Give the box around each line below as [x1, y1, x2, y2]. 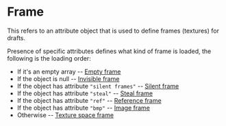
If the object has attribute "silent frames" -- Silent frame [16, 82, 179, 90]
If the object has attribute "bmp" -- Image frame [16, 104, 151, 112]
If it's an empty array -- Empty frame [16, 67, 121, 76]
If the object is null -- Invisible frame [16, 74, 120, 82]
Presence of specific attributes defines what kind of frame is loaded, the [7, 47, 212, 55]
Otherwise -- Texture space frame [16, 110, 114, 119]
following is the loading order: [7, 54, 91, 62]
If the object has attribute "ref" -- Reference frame [16, 96, 162, 104]
